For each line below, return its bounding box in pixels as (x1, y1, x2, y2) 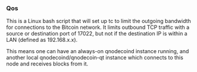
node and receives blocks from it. (6, 60, 89, 67)
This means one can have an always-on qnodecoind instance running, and (6, 48, 189, 55)
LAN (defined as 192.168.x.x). (6, 37, 78, 44)
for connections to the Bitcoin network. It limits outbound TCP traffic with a (6, 24, 190, 31)
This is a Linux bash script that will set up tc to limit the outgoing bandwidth (6, 18, 192, 25)
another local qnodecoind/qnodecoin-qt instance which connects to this (6, 54, 183, 61)
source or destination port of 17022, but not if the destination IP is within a (6, 30, 187, 37)
